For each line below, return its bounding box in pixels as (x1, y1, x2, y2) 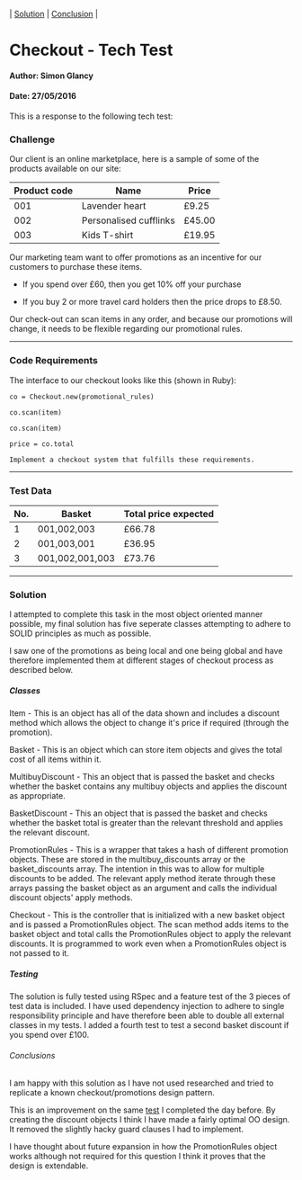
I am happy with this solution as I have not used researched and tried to (9, 1077, 274, 1088)
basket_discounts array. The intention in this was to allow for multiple (9, 863, 265, 874)
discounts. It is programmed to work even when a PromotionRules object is (9, 938, 288, 949)
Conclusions (9, 1050, 56, 1060)
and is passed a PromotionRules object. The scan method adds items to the (9, 919, 289, 930)
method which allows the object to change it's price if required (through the (9, 718, 289, 729)
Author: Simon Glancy (9, 70, 94, 81)
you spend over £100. (9, 1030, 90, 1041)
